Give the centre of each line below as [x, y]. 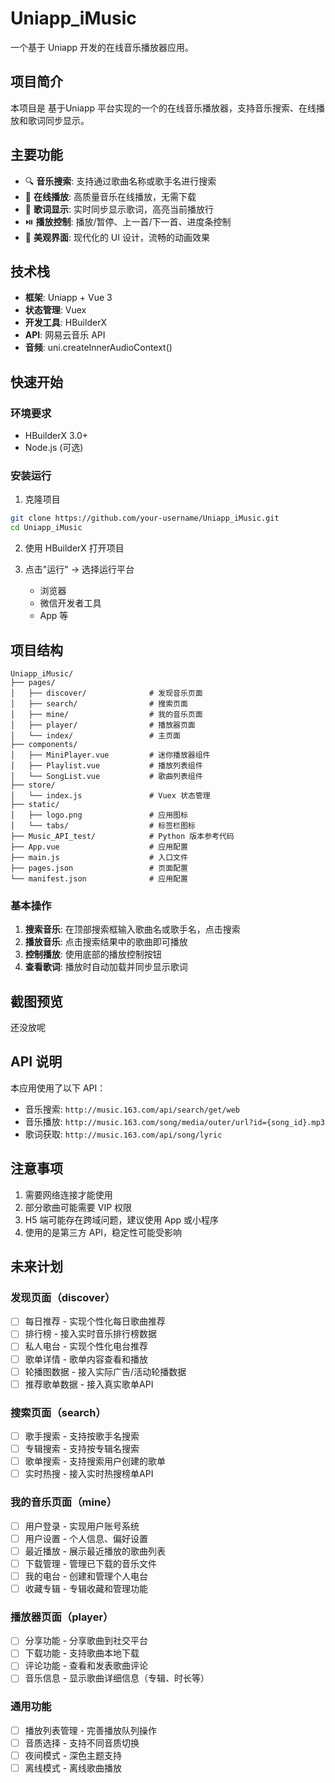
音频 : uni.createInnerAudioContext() [98, 348]
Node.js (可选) [54, 448]
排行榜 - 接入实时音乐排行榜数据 [91, 1334]
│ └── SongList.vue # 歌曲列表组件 [106, 776]
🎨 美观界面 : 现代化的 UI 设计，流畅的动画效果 [117, 237]
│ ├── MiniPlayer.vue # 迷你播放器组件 [110, 755]
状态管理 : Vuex [55, 310]
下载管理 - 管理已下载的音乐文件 [91, 1563]
